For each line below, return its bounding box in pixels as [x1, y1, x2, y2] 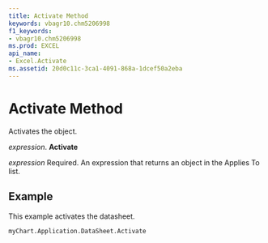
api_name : [8, 49, 42, 58]
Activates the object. [8, 126, 78, 136]
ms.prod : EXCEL [8, 42, 60, 50]
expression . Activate [8, 142, 79, 151]
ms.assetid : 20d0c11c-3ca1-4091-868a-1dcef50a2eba [8, 65, 183, 73]
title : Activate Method [8, 11, 89, 20]
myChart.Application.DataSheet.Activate [8, 227, 147, 235]
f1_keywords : [8, 27, 53, 35]
